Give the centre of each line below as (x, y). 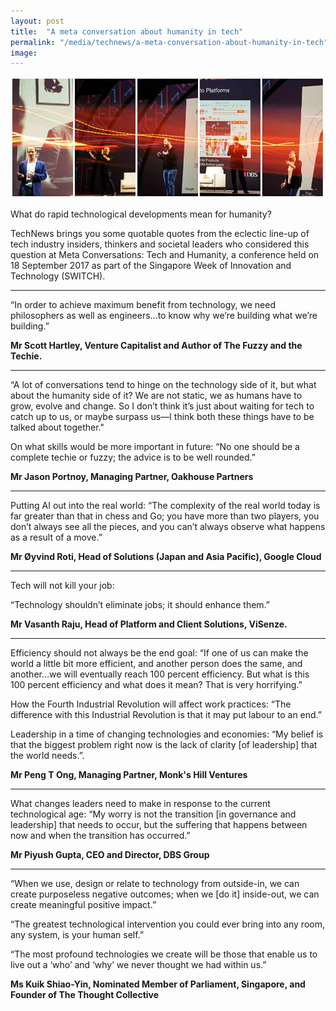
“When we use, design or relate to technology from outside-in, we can (155, 884)
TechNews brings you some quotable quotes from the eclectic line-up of (160, 234)
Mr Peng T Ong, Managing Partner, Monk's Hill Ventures (129, 775)
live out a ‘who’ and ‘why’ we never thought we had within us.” (138, 965)
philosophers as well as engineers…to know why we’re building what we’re (164, 316)
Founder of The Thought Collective (85, 995)
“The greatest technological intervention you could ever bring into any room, (167, 924)
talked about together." (57, 427)
